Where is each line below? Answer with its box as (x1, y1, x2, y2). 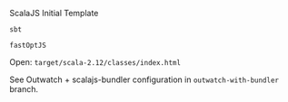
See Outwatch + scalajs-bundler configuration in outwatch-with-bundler (9, 74, 280, 85)
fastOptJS (9, 41, 47, 50)
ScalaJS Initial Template (9, 8, 99, 18)
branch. (9, 84, 39, 94)
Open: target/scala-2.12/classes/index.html (9, 57, 182, 67)
